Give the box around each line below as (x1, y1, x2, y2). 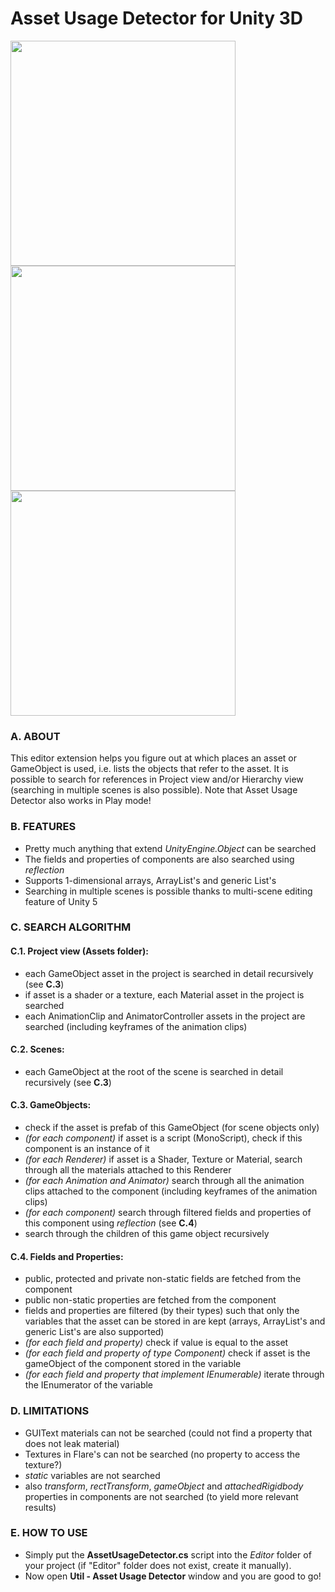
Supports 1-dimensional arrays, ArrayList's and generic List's (24, 874, 277, 886)
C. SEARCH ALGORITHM (10, 920, 132, 934)
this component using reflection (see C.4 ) (24, 1217, 198, 1229)
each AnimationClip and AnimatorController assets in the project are (24, 1010, 306, 1022)
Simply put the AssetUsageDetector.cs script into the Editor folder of (24, 1548, 312, 1561)
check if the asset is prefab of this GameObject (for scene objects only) (24, 1122, 320, 1134)
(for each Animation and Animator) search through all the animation (24, 1175, 305, 1187)
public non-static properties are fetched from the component (24, 1294, 277, 1306)
